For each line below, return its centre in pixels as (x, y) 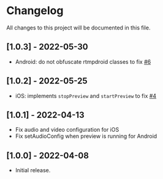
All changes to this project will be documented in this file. (78, 28)
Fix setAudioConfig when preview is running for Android (86, 136)
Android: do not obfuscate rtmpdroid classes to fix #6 (83, 61)
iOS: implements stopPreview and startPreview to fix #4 (86, 96)
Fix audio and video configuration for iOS (67, 130)
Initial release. (33, 170)
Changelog (35, 11)
